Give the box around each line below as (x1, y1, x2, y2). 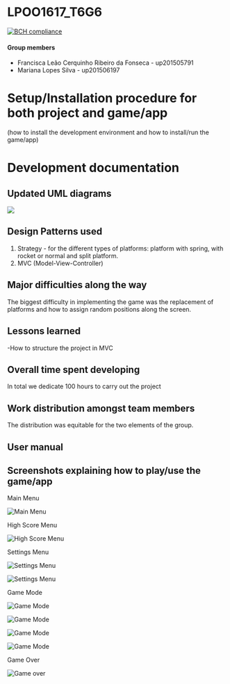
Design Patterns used (7, 225, 103, 237)
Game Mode (7, 589, 43, 597)
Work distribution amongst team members (7, 402, 195, 414)
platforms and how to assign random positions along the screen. (7, 305, 192, 313)
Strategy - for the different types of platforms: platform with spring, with (17, 244, 224, 253)
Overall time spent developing (7, 363, 140, 376)
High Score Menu (7, 521, 58, 530)
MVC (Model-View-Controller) (17, 259, 104, 267)
